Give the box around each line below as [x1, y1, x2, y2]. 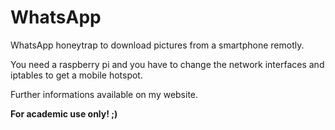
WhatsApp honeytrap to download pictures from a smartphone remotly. [10, 39, 305, 51]
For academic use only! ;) [10, 107, 118, 120]
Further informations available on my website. [10, 88, 199, 100]
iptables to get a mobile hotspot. [10, 69, 143, 81]
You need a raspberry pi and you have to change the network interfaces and [10, 58, 325, 70]
